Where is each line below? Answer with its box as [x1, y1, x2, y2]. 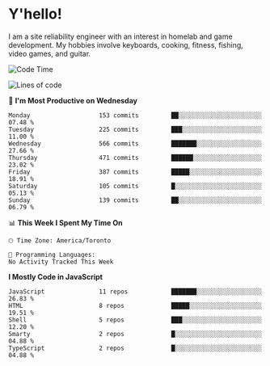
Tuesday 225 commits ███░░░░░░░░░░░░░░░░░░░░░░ [8, 125, 263, 133]
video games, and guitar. [8, 48, 91, 58]
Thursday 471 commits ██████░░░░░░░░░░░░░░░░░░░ [8, 154, 263, 162]
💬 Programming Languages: [8, 250, 95, 259]
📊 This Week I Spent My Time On [8, 217, 123, 227]
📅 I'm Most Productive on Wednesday [8, 95, 137, 105]
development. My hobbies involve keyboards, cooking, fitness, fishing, [8, 40, 244, 49]
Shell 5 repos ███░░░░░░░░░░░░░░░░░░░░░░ [8, 316, 263, 324]
